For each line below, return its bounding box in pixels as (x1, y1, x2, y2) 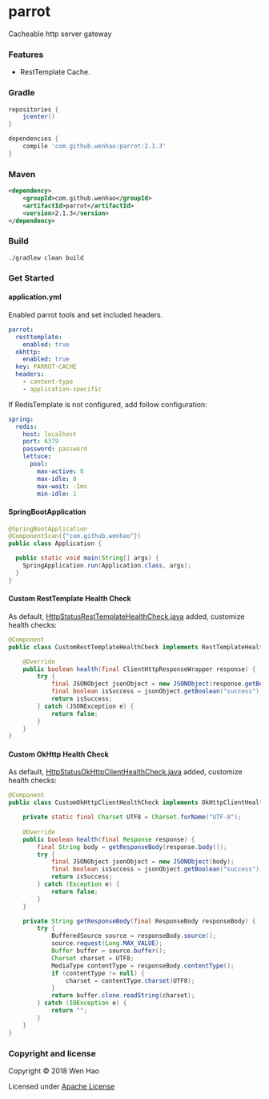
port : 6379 (22, 438, 59, 446)
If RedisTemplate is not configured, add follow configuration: (8, 399, 207, 409)
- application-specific (22, 385, 102, 393)
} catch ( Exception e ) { (37, 880, 120, 888)
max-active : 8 (37, 467, 84, 475)
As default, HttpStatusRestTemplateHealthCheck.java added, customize (8, 612, 245, 621)
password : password (22, 445, 88, 453)
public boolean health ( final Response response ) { (22, 835, 195, 843)
